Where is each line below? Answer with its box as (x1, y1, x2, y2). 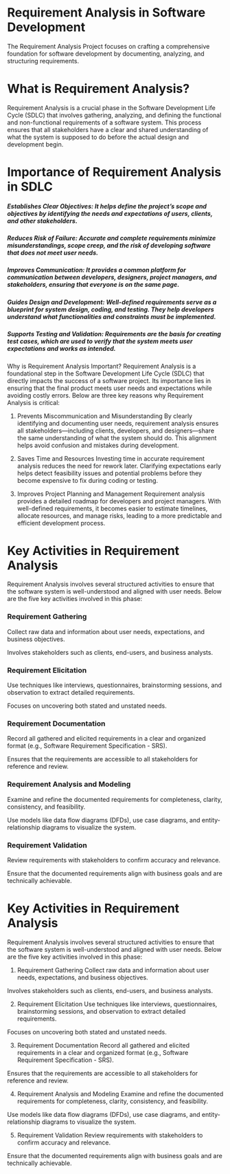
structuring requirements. (7, 56, 80, 65)
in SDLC (7, 179, 53, 195)
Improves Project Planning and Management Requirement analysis (16, 490, 205, 498)
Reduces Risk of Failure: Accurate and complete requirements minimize (7, 234, 216, 242)
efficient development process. (16, 519, 106, 527)
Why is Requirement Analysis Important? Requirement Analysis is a (7, 362, 196, 370)
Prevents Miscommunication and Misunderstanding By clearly (16, 411, 193, 420)
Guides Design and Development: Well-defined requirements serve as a (7, 298, 217, 306)
